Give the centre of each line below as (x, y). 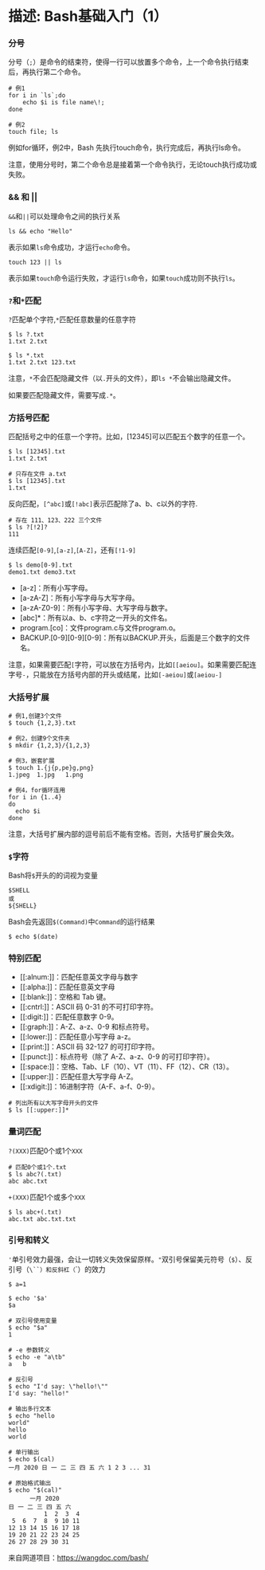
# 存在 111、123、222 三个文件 (55, 520)
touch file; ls (33, 132)
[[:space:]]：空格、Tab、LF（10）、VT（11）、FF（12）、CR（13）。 (126, 1067)
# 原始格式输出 (30, 1483)
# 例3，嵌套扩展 (31, 761)
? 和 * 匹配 (25, 300)
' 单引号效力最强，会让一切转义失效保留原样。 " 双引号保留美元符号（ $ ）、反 (131, 1259)
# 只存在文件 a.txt (37, 474)
